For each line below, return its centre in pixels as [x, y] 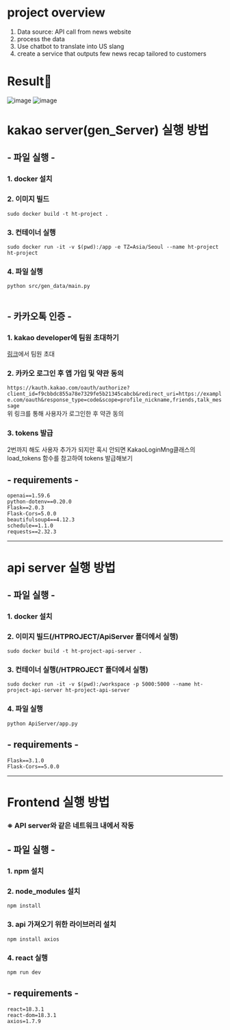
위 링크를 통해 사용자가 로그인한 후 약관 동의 [66, 414]
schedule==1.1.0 [30, 526]
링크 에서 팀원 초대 [31, 354]
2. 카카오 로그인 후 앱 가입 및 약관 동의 [66, 373]
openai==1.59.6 [29, 496]
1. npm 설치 [26, 871]
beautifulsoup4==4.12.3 [41, 520]
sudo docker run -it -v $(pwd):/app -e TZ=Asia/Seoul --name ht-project [113, 247]
